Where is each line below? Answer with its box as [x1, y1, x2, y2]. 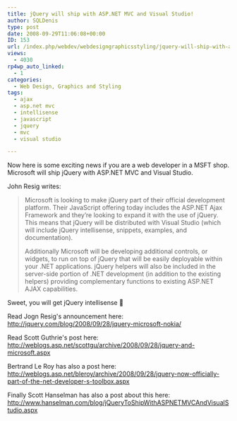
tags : [7, 89, 23, 96]
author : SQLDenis [7, 17, 59, 24]
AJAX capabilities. [24, 284, 78, 294]
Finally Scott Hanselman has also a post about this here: [7, 391, 171, 400]
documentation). [24, 233, 73, 242]
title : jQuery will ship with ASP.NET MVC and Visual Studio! [7, 10, 194, 18]
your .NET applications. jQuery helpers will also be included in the [24, 263, 217, 271]
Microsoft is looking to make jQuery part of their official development [24, 196, 225, 204]
